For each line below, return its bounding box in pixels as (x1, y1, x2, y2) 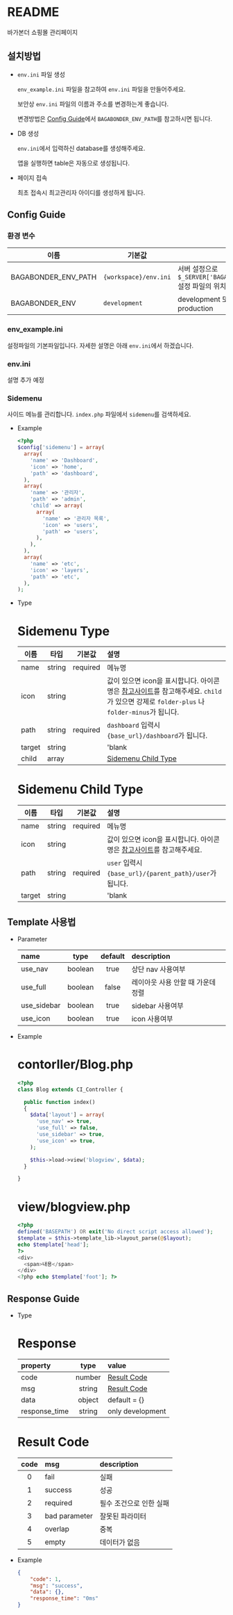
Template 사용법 (7, 916, 76, 928)
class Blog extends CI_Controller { (17, 1086, 123, 1093)
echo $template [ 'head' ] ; (17, 1241, 89, 1248)
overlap (44, 1524, 69, 1534)
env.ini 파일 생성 (17, 70, 66, 79)
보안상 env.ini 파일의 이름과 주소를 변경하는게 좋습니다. (17, 99, 169, 108)
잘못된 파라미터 (99, 1511, 147, 1521)
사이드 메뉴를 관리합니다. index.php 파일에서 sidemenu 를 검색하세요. (7, 410, 191, 419)
